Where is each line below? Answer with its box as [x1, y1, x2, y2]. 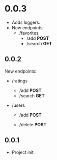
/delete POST [19, 121, 47, 127]
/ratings [11, 78, 28, 83]
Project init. [11, 149, 35, 155]
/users [11, 102, 25, 108]
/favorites [19, 30, 39, 36]
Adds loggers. [11, 19, 40, 25]
